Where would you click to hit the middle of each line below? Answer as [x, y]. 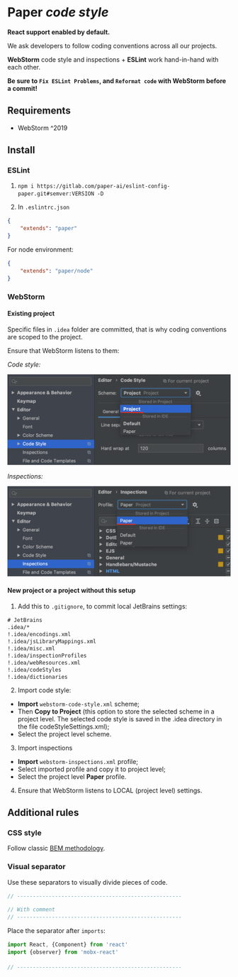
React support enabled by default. [59, 32]
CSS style [24, 833]
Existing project [31, 314]
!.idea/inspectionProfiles [47, 655]
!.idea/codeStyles [34, 670]
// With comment [31, 910]
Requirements [39, 111]
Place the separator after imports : [57, 931]
